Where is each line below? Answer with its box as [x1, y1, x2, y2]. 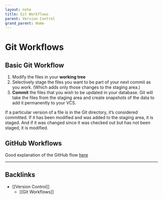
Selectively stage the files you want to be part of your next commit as [12, 79, 151, 85]
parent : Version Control [5, 16, 55, 21]
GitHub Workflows [5, 139, 62, 147]
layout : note [5, 7, 32, 12]
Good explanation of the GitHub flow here [5, 152, 88, 158]
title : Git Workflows [5, 12, 49, 17]
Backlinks [5, 171, 35, 179]
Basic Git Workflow [5, 61, 65, 69]
